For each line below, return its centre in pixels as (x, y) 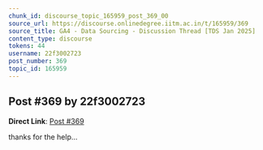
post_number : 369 (38, 62)
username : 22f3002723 (45, 54)
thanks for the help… (43, 137)
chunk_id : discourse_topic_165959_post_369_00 (88, 16)
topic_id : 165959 (38, 69)
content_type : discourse (50, 39)
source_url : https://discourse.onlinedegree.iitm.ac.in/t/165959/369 (129, 24)
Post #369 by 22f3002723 (77, 102)
